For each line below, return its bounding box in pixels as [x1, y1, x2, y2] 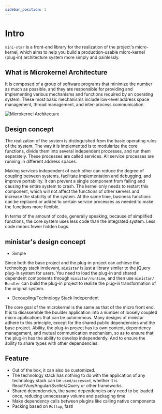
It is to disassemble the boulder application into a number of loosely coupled [5, 309, 158, 315]
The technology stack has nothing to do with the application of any [12, 372, 146, 378]
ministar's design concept [5, 238, 86, 246]
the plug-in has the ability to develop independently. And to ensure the [5, 335, 146, 341]
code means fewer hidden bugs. [5, 224, 70, 230]
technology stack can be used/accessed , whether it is [12, 377, 118, 383]
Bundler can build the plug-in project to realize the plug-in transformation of [5, 280, 156, 286]
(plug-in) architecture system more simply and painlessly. [5, 54, 120, 60]
